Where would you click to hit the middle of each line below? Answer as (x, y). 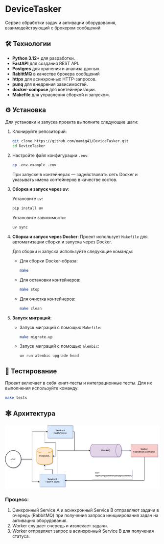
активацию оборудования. (40, 520)
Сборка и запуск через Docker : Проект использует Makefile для (80, 236)
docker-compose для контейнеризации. (54, 89)
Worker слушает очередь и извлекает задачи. (60, 526)
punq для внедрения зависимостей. (50, 84)
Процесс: (17, 499)
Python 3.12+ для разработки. (44, 58)
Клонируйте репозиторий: (39, 131)
